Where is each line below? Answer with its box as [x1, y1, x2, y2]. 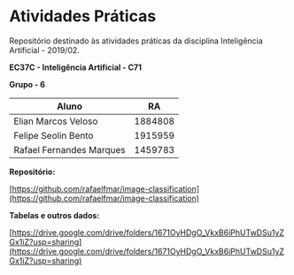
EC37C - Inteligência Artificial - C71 [9, 62, 143, 73]
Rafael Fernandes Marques [13, 143, 126, 156]
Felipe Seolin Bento [13, 129, 94, 141]
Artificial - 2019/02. [9, 44, 80, 55]
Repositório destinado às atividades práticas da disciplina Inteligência [9, 35, 263, 46]
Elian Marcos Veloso [13, 115, 98, 127]
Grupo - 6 [9, 79, 46, 89]
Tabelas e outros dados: [9, 210, 100, 220]
